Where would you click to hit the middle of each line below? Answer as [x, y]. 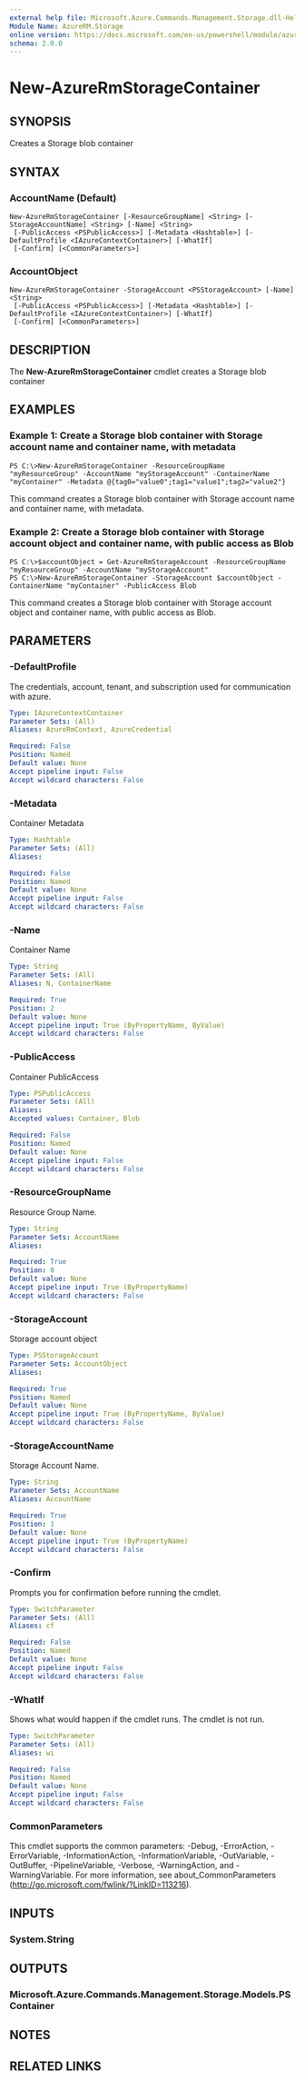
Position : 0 [32, 1270]
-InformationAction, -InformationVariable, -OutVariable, [166, 1856]
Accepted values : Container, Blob [75, 1119]
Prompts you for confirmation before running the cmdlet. [115, 1592]
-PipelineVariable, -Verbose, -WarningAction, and [142, 1866]
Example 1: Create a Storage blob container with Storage [136, 435]
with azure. [30, 696]
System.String [42, 1939]
